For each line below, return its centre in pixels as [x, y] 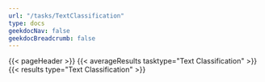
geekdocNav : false [39, 31]
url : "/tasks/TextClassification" [67, 16]
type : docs [27, 23]
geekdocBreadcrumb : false [52, 38]
